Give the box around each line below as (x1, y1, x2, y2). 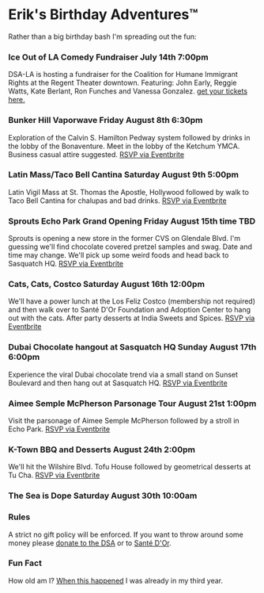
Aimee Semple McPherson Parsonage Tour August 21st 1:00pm (8, 398, 257, 409)
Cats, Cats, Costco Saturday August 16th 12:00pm (8, 279, 206, 290)
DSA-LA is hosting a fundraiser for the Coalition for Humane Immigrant (8, 70, 239, 79)
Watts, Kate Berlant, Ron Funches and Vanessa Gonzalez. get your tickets (8, 86, 247, 96)
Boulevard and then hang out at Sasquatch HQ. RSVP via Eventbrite (8, 378, 228, 388)
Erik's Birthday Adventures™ (8, 6, 198, 24)
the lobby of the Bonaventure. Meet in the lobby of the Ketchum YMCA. (8, 141, 240, 151)
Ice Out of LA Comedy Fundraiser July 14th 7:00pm (8, 52, 209, 63)
